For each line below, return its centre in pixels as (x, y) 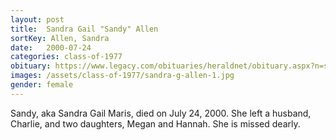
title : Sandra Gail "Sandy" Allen (84, 29)
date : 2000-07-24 (51, 47)
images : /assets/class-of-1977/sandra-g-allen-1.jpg (122, 76)
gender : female (42, 85)
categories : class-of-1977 (66, 57)
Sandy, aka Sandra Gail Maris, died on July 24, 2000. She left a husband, (161, 113)
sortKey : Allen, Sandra (60, 38)
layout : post (37, 19)
